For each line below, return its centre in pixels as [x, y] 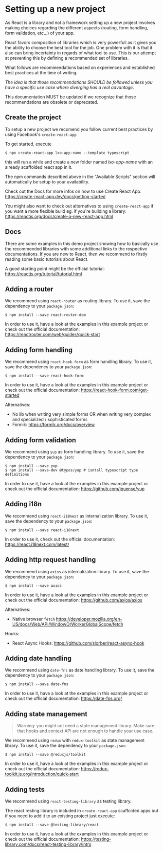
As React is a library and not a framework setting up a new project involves [80, 22]
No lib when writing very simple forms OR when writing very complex [81, 414]
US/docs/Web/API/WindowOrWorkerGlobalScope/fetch [67, 624]
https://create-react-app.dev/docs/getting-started [55, 196]
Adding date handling [38, 659]
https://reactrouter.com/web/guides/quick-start [53, 335]
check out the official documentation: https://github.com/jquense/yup [75, 489]
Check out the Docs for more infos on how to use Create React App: [73, 191]
